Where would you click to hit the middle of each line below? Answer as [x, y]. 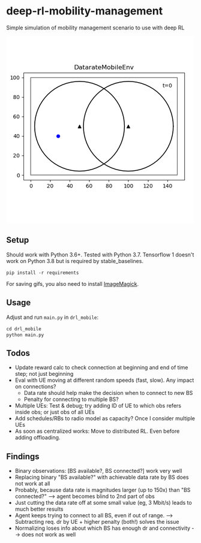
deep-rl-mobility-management [85, 11]
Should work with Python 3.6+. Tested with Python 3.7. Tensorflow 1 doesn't [100, 254]
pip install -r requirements [43, 273]
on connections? [35, 387]
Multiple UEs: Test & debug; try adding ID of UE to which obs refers [98, 406]
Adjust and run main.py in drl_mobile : [52, 317]
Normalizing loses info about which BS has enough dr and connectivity [103, 528]
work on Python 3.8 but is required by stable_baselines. [75, 261]
